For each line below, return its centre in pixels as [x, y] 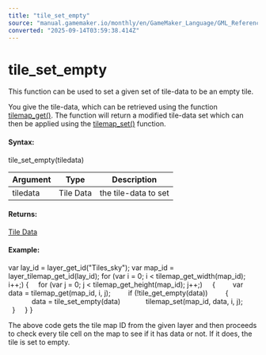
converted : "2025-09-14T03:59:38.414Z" [74, 30]
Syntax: [21, 142]
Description [135, 179]
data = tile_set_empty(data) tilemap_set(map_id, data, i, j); [137, 301]
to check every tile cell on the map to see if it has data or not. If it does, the [130, 334]
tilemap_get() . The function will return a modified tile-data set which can [126, 115]
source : [21, 23]
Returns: [23, 214]
